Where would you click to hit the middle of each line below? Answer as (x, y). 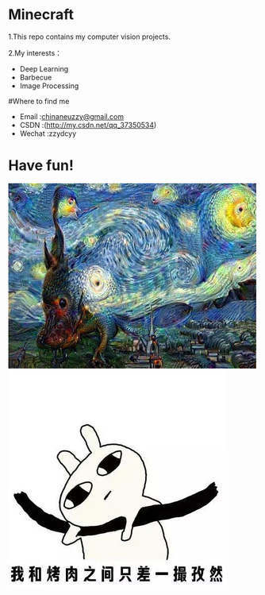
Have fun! (41, 166)
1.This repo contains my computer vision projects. (89, 37)
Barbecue (36, 77)
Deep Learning (44, 68)
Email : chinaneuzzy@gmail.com (72, 116)
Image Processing (49, 86)
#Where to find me (39, 101)
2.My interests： (35, 52)
